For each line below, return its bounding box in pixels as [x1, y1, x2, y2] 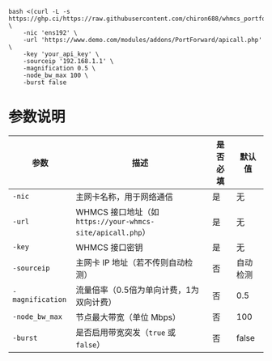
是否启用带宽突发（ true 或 [75, 326, 176, 338]
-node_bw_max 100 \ [23, 71, 89, 79]
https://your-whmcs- [75, 217, 155, 226]
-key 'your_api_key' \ [23, 50, 100, 58]
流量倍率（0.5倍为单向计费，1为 [75, 284, 200, 295]
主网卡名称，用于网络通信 [75, 191, 174, 202]
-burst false [23, 79, 67, 87]
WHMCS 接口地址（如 [75, 206, 159, 218]
